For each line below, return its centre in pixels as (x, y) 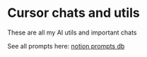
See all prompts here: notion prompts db (66, 46)
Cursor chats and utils (73, 13)
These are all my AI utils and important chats (72, 32)
